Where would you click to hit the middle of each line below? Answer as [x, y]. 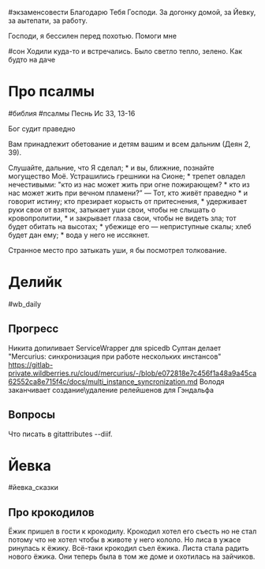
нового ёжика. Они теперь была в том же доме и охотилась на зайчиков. [132, 556]
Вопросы [32, 415]
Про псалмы [51, 92]
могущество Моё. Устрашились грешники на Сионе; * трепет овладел [127, 176]
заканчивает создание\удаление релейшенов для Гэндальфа [111, 390]
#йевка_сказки [34, 488]
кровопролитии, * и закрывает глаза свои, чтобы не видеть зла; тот [122, 218]
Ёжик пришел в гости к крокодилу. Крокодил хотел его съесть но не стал [132, 531]
